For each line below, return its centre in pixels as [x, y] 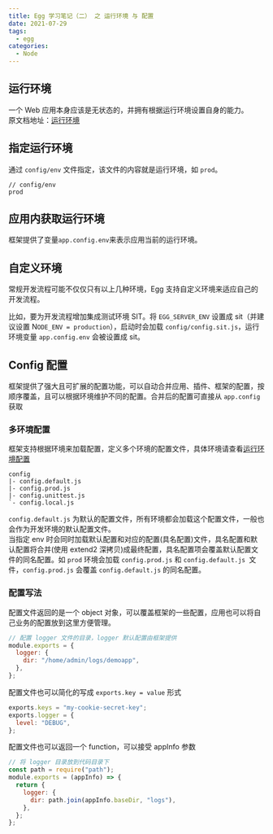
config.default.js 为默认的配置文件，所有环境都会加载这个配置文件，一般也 [136, 519]
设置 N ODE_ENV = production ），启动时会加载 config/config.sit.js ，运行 [137, 327]
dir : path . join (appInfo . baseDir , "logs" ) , [103, 800]
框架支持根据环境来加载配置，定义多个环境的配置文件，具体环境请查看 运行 [133, 449]
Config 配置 [38, 365]
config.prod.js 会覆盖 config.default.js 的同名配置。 [114, 570]
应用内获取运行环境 [56, 219]
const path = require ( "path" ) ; [61, 770]
